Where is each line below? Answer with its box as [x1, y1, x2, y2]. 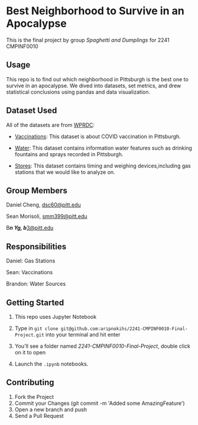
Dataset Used [6, 106, 57, 116]
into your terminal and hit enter [45, 331, 121, 338]
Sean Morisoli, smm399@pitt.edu [6, 213, 87, 220]
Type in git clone [14, 325, 59, 332]
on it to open [14, 349, 46, 356]
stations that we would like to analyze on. [14, 168, 115, 176]
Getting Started [6, 297, 64, 307]
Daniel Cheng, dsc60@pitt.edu [6, 201, 81, 208]
